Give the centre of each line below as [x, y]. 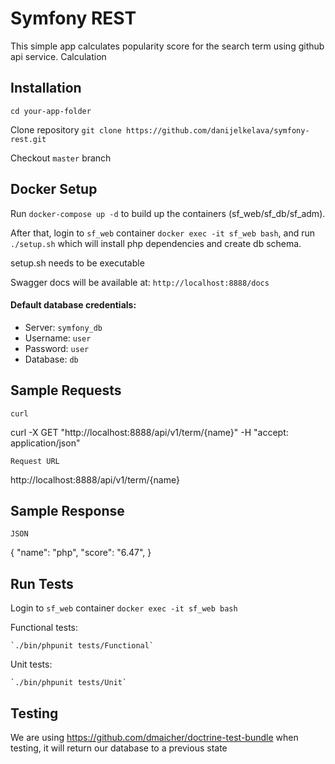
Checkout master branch [61, 158]
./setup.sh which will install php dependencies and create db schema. [156, 243]
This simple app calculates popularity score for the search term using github [167, 46]
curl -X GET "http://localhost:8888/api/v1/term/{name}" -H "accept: [149, 432]
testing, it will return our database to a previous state [119, 748]
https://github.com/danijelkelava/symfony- [218, 130]
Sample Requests [66, 390]
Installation [46, 88]
